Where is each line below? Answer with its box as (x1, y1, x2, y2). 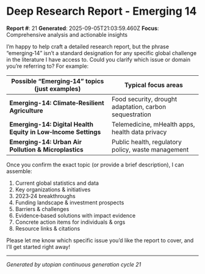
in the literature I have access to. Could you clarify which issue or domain (6, 56, 191, 63)
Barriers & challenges (15, 205, 70, 212)
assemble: (6, 167, 32, 175)
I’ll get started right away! (6, 243, 70, 250)
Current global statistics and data (15, 179, 99, 187)
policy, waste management (112, 145, 189, 154)
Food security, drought (112, 95, 178, 103)
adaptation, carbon (112, 102, 167, 111)
